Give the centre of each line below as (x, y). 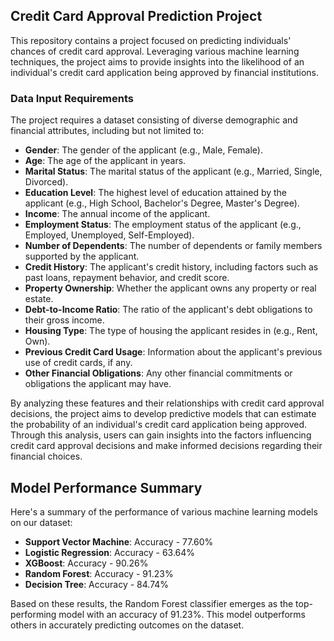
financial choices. (46, 456)
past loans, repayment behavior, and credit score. (127, 278)
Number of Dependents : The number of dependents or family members (173, 246)
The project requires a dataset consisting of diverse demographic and (154, 120)
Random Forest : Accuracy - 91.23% (99, 573)
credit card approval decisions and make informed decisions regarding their (166, 446)
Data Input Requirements (72, 98)
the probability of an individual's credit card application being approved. (159, 425)
